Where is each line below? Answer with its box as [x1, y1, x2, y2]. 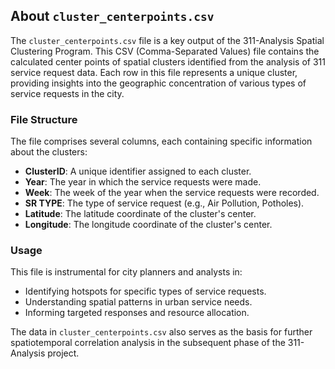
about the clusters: [10, 146, 88, 158]
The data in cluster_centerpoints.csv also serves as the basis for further [10, 326, 313, 338]
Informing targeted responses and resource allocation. [24, 307, 250, 319]
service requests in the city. [10, 87, 125, 99]
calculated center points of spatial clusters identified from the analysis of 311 [10, 55, 326, 68]
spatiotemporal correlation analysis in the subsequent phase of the [10, 337, 286, 349]
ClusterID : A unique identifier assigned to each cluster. [24, 165, 252, 178]
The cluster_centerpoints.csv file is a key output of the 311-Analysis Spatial [10, 34, 325, 46]
